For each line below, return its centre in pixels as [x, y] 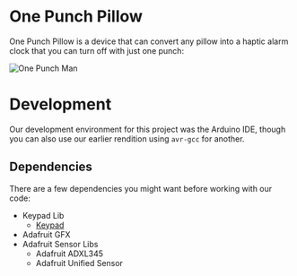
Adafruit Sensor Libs [60, 244]
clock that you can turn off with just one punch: [97, 50]
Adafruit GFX [46, 234]
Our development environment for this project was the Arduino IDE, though [148, 129]
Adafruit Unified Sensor [79, 263]
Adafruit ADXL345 [70, 254]
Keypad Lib [43, 215]
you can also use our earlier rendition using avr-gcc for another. [127, 138]
